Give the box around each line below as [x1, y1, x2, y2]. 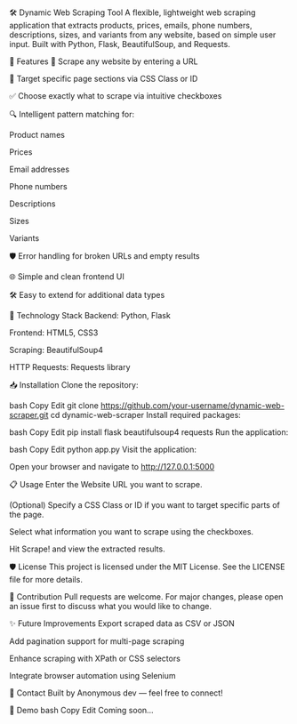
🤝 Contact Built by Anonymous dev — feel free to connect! [9, 688, 224, 698]
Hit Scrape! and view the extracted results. [9, 543, 166, 554]
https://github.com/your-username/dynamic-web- [100, 400, 285, 411]
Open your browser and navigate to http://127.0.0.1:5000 [9, 462, 215, 471]
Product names [9, 130, 65, 140]
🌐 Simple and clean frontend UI [9, 271, 124, 282]
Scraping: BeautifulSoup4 [9, 345, 104, 355]
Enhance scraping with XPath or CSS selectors [9, 653, 181, 664]
